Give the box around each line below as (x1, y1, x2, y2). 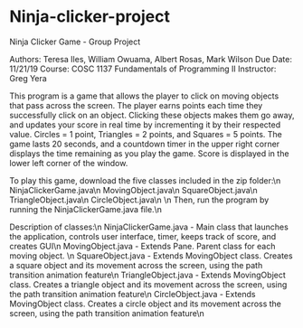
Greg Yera (9, 72, 47, 83)
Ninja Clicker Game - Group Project (9, 36, 141, 47)
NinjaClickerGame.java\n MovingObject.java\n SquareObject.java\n (9, 184, 258, 195)
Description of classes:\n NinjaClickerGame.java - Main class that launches (9, 221, 289, 232)
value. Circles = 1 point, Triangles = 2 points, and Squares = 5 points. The (9, 128, 282, 139)
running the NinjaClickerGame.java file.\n (9, 203, 163, 214)
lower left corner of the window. (9, 157, 128, 168)
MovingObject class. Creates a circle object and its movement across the (9, 298, 282, 309)
